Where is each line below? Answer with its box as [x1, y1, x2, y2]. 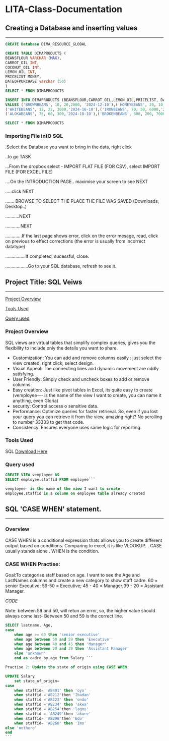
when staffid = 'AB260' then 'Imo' [14, 720, 87, 726]
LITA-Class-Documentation [5, 4, 123, 15]
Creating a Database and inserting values [5, 24, 138, 32]
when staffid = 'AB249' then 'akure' [14, 711, 92, 716]
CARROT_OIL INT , [5, 60, 39, 65]
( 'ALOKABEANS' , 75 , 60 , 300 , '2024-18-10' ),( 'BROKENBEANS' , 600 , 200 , [5, 111, 154, 117]
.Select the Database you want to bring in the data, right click [5, 144, 132, 150]
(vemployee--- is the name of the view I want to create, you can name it [12, 392, 162, 398]
